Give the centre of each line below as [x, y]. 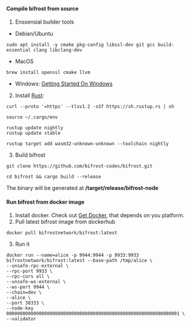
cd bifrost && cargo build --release [54, 177]
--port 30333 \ [25, 303]
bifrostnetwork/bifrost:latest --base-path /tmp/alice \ [79, 261]
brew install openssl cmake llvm [48, 73]
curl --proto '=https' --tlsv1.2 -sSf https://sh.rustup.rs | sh [90, 107]
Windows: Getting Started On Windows [64, 84]
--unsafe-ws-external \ [36, 282]
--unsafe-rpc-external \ [37, 266]
